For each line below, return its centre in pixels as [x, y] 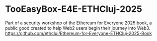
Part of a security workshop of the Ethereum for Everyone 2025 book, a [78, 23]
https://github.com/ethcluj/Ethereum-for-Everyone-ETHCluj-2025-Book [78, 33]
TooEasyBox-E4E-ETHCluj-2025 [74, 9]
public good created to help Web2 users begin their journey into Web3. [78, 28]
